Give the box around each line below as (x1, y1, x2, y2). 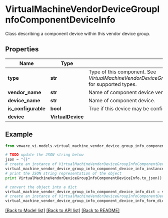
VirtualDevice (50, 113, 84, 120)
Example (5, 130, 33, 139)
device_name (7, 97, 40, 104)
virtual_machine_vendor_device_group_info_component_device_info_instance (5, 166, 164, 172)
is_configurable (7, 105, 46, 112)
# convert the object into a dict (5, 185, 77, 190)
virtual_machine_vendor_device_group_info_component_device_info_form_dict (5, 199, 166, 204)
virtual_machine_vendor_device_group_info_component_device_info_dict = (5, 189, 160, 194)
